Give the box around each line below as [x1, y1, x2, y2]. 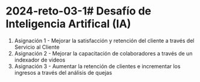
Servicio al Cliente [14, 43, 60, 51]
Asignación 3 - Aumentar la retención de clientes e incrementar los [14, 62, 181, 70]
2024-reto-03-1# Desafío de [5, 4, 152, 18]
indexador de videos [14, 56, 66, 63]
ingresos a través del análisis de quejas [14, 69, 113, 76]
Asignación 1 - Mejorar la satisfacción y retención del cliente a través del [14, 37, 195, 44]
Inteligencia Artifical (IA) [5, 17, 131, 31]
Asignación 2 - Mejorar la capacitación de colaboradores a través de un [14, 49, 193, 57]
